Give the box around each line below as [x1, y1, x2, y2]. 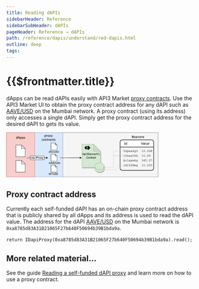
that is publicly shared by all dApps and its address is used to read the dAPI [6, 212, 194, 219]
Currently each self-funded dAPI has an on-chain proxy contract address [6, 205, 188, 212]
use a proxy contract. [6, 276, 59, 283]
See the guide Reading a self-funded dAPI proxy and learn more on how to [6, 269, 192, 277]
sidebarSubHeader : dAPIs [6, 22, 69, 28]
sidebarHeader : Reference [6, 16, 71, 22]
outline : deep [6, 42, 42, 48]
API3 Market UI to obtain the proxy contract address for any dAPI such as [6, 101, 189, 108]
